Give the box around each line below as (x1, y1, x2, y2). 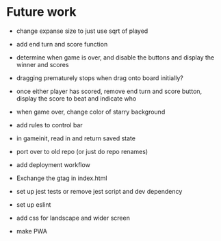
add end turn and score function (16, 40, 108, 48)
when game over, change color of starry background (16, 107, 166, 116)
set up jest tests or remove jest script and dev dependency (16, 187, 183, 195)
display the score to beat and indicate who (16, 94, 137, 103)
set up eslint (16, 200, 51, 209)
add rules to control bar (16, 120, 83, 129)
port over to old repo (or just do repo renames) (16, 147, 148, 155)
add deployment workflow (16, 160, 90, 168)
